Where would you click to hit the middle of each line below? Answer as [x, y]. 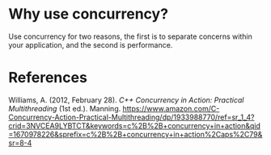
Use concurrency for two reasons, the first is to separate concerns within [130, 36]
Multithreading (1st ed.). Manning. [65, 108]
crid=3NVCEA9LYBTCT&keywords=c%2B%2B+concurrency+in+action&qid [135, 125]
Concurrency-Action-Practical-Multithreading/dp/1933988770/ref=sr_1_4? [131, 117]
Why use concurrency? [88, 14]
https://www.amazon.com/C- [171, 108]
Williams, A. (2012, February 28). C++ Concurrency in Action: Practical [126, 100]
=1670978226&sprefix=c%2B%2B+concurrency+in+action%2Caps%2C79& [135, 134]
